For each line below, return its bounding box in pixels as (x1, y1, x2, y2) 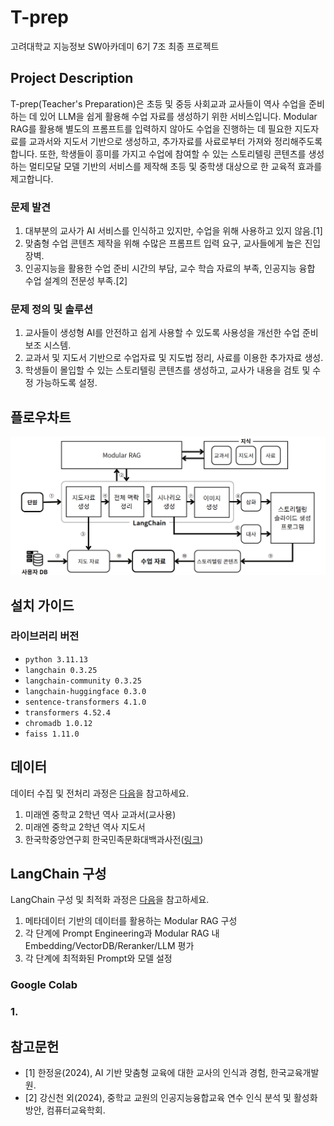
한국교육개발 (269, 1067, 320, 1079)
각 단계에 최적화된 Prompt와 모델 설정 (24, 952, 173, 965)
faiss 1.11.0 (24, 729, 80, 739)
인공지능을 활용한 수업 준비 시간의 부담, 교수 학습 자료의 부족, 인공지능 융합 (24, 262, 316, 275)
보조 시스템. (24, 339, 72, 351)
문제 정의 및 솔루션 (10, 302, 94, 316)
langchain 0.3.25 (24, 665, 98, 675)
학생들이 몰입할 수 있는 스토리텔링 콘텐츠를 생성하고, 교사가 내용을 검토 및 (24, 364, 311, 376)
